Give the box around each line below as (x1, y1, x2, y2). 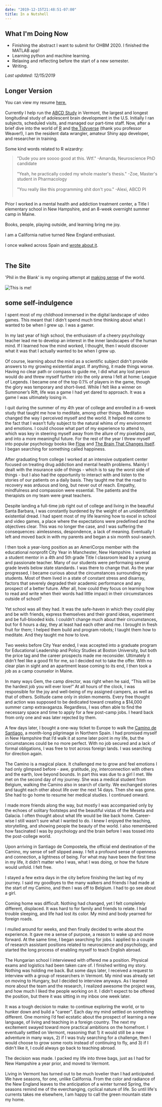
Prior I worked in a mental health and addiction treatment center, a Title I (5, 201, 149, 207)
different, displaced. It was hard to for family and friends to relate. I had (5, 905, 147, 911)
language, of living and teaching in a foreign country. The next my (5, 1019, 136, 1025)
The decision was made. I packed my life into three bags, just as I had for (5, 1055, 151, 1061)
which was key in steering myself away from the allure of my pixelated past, (5, 431, 156, 436)
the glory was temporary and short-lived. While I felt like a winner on (5, 384, 142, 390)
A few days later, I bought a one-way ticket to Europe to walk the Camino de (5, 725, 157, 730)
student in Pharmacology (16, 176, 67, 182)
